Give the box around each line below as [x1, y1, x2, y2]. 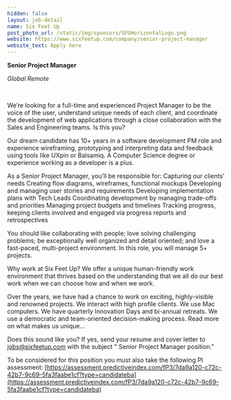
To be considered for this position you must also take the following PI [7, 356, 203, 364]
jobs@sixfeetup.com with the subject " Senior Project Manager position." [7, 343, 214, 350]
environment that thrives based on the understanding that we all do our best [7, 272, 223, 280]
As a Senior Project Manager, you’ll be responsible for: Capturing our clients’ [7, 172, 225, 180]
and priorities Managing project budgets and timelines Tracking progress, [7, 201, 216, 209]
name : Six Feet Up [7, 23, 60, 30]
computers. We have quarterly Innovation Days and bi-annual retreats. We [7, 308, 218, 315]
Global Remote [7, 74, 50, 83]
